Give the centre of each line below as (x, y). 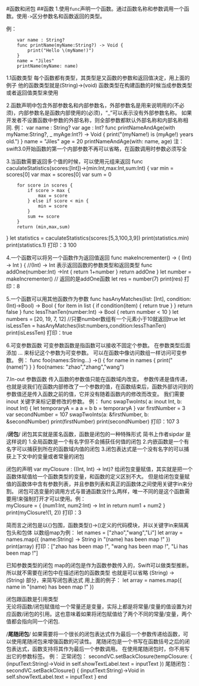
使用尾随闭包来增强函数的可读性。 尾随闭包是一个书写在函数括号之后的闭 (100, 641)
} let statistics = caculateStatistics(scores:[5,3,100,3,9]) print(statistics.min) (98, 238)
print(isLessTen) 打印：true (39, 333)
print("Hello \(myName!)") (61, 51)
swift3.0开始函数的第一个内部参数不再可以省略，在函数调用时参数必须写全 (97, 149)
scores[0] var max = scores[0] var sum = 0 (59, 174)
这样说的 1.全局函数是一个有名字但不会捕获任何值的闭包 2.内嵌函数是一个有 (98, 441)
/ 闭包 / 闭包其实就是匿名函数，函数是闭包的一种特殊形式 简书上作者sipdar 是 (99, 434)
